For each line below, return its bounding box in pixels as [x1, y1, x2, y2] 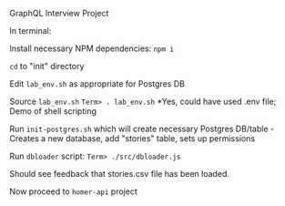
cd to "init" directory [9, 61, 85, 71]
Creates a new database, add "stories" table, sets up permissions [9, 133, 256, 144]
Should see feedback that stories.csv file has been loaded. [9, 169, 230, 179]
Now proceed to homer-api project [9, 186, 138, 197]
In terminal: [9, 26, 52, 36]
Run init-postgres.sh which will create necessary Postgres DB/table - [9, 123, 275, 134]
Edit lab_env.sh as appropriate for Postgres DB [9, 78, 185, 89]
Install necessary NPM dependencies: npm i [9, 43, 175, 54]
